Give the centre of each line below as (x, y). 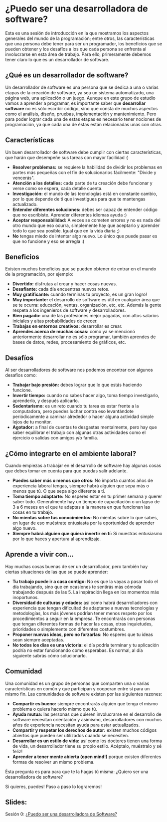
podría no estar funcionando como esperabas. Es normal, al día (78, 650)
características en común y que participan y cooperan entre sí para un (78, 688)
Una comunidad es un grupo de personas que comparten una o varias (77, 683)
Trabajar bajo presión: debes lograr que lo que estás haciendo (77, 385)
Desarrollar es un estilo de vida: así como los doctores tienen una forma (87, 741)
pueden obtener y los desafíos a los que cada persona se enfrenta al (76, 49)
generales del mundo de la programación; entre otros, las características (80, 38)
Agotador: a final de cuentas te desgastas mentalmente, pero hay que (84, 427)
